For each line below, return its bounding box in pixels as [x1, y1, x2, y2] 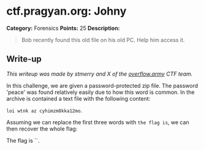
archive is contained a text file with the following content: [6, 95, 151, 102]
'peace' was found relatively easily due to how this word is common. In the [6, 88, 195, 96]
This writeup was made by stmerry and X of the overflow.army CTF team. [6, 70, 193, 77]
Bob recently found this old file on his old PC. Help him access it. [21, 36, 185, 43]
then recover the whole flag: [6, 125, 78, 132]
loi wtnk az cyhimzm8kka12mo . [6, 107, 83, 114]
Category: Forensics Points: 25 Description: [6, 24, 121, 32]
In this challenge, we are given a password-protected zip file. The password [6, 82, 198, 89]
